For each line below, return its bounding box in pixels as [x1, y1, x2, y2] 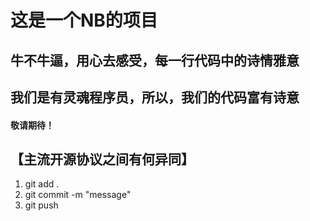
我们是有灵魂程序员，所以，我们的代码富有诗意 [10, 89, 300, 106]
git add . [24, 178, 60, 190]
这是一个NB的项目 [10, 9, 158, 32]
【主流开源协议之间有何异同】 [10, 151, 195, 168]
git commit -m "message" [24, 189, 132, 201]
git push [24, 199, 59, 211]
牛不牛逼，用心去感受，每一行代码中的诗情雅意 [10, 52, 300, 69]
